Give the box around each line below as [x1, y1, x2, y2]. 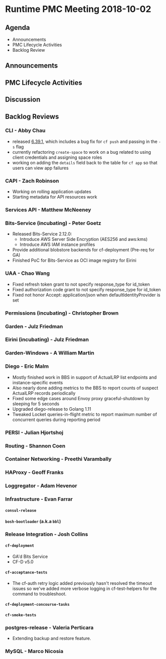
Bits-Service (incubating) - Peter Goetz [5, 220, 102, 226]
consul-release [5, 508, 37, 513]
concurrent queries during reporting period [12, 417, 101, 423]
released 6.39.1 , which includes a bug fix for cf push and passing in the [12, 138, 158, 144]
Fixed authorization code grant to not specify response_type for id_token [12, 286, 161, 292]
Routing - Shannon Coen [5, 442, 66, 449]
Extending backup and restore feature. [12, 636, 92, 642]
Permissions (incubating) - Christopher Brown [5, 310, 119, 317]
